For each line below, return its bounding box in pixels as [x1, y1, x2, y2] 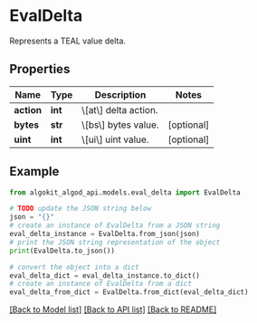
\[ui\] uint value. [81, 133, 149, 146]
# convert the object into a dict [9, 262, 140, 271]
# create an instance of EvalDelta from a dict [9, 280, 193, 289]
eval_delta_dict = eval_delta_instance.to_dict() [9, 271, 201, 280]
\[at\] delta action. [81, 103, 158, 116]
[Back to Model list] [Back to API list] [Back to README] [9, 304, 217, 315]
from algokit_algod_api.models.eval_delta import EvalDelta [9, 187, 242, 197]
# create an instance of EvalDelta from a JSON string [9, 221, 221, 231]
